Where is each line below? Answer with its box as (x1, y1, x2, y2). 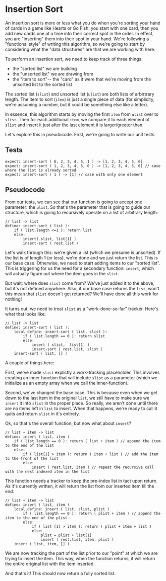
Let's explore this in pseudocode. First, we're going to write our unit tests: (5, 131, 156, 137)
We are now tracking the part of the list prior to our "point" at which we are (5, 550, 158, 556)
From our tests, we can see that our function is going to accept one (5, 199, 143, 205)
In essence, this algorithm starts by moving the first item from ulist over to (5, 111, 159, 117)
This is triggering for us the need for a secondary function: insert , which (5, 265, 154, 271)
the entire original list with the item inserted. (5, 561, 95, 567)
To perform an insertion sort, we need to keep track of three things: (5, 56, 143, 62)
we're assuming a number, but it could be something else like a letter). (5, 101, 149, 107)
